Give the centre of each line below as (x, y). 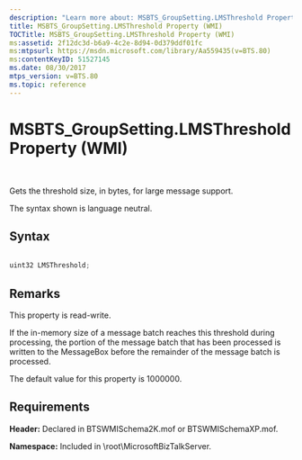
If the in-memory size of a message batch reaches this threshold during (142, 332)
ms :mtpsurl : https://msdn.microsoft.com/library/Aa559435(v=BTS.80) (140, 51)
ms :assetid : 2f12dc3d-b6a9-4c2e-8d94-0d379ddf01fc (106, 43)
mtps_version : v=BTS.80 (54, 77)
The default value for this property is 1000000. (96, 378)
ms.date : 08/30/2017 (48, 68)
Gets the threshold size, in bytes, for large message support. (121, 191)
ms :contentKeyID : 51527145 (60, 59)
